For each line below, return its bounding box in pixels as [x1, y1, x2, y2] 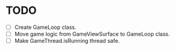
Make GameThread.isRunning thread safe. [14, 37, 120, 45]
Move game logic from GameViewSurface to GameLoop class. [14, 31, 171, 37]
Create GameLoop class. [14, 23, 76, 31]
